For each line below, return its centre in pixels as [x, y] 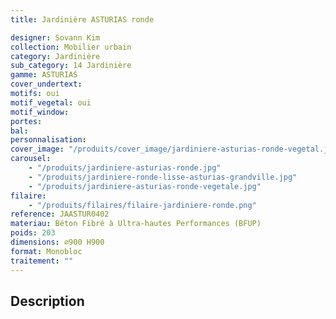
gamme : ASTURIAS [44, 75]
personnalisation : [48, 140]
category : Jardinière [55, 56]
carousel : [31, 159]
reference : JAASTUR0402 [60, 214]
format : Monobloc [46, 251]
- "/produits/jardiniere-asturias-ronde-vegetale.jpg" [145, 186]
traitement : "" [42, 261]
